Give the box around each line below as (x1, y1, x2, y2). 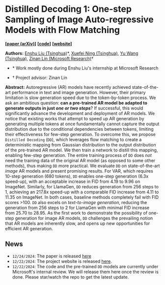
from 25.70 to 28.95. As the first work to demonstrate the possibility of (5, 210, 148, 215)
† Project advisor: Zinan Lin (12, 74, 67, 80)
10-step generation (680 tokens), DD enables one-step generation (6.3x (5, 173, 149, 179)
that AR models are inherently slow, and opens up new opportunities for (5, 220, 150, 226)
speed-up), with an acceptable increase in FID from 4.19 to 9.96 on (5, 178, 140, 184)
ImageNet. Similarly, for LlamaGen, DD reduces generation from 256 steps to (5, 183, 159, 189)
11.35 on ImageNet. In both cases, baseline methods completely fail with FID (5, 194, 159, 200)
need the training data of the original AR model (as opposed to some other (5, 157, 156, 163)
